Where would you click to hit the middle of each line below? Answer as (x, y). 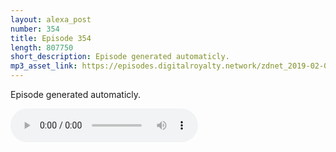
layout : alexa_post (51, 19)
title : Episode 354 (51, 38)
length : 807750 (42, 47)
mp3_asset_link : (44, 66)
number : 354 (35, 29)
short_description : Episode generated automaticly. (120, 57)
